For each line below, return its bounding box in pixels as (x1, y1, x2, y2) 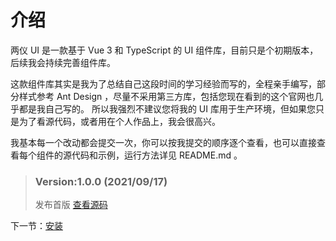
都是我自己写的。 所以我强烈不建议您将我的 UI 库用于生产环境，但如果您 (18, 102, 316, 115)
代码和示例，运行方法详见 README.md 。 (71, 149, 243, 161)
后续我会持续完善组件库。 (10, 56, 116, 68)
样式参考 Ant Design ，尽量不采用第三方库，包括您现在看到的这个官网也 (18, 90, 315, 102)
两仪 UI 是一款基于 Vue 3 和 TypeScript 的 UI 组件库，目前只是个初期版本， (10, 44, 319, 56)
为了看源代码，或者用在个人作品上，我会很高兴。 (18, 115, 221, 127)
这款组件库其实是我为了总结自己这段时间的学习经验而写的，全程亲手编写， (10, 77, 317, 90)
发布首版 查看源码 (34, 199, 108, 211)
